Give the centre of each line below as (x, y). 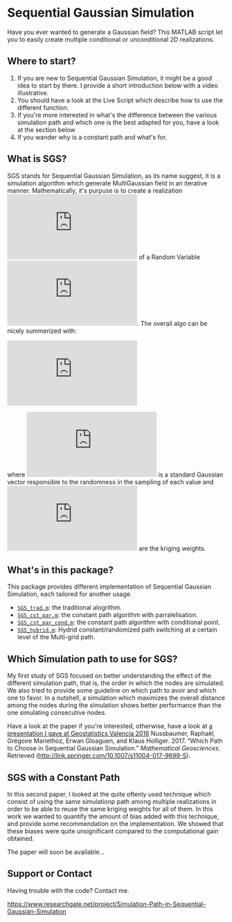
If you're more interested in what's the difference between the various (117, 115)
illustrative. (33, 92)
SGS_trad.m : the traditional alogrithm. (70, 608)
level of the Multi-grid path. (56, 637)
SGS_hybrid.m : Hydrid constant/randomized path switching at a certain (117, 629)
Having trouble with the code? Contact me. (68, 890)
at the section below (46, 129)
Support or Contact (50, 874)
